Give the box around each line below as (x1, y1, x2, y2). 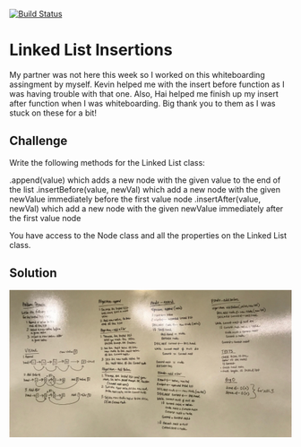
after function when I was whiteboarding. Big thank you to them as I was (9, 98, 276, 108)
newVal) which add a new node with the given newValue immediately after (9, 202, 284, 214)
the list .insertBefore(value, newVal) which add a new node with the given (9, 184, 280, 194)
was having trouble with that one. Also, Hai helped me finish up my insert (9, 88, 279, 99)
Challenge (9, 133, 68, 149)
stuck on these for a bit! (9, 107, 97, 118)
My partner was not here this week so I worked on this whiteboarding (9, 69, 266, 80)
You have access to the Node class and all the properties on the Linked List (9, 229, 288, 241)
